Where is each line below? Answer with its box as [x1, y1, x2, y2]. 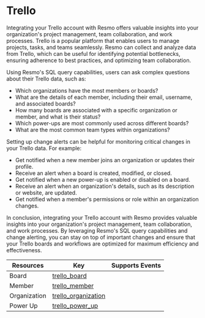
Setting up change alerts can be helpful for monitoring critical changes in [6, 138, 191, 145]
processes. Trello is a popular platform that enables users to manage [6, 37, 179, 44]
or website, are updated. [15, 188, 78, 196]
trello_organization [52, 291, 106, 300]
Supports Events [111, 261, 161, 270]
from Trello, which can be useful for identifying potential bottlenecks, [6, 50, 181, 57]
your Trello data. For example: [6, 144, 82, 152]
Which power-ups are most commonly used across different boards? [15, 119, 189, 126]
